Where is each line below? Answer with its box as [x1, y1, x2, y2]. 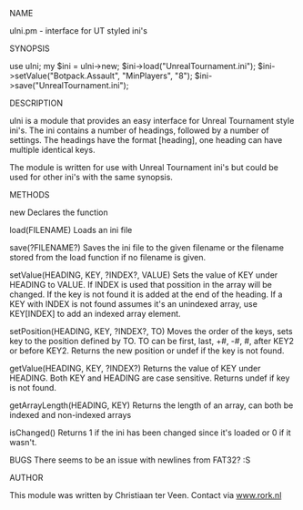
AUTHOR [9, 473, 44, 483]
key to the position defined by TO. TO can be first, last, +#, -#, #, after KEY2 [9, 336, 294, 346]
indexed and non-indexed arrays [9, 410, 132, 420]
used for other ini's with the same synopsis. [9, 172, 173, 182]
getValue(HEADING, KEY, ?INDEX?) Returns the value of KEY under [9, 363, 261, 373]
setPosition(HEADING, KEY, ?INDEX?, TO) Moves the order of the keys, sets [9, 326, 293, 336]
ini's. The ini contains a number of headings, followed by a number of [9, 125, 270, 136]
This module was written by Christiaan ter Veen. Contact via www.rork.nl [9, 490, 282, 500]
